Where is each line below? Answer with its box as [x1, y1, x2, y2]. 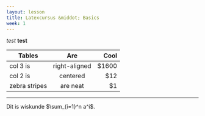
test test [6, 37, 27, 45]
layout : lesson [6, 9, 45, 15]
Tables [18, 51, 38, 60]
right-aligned [52, 62, 92, 70]
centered [59, 71, 85, 80]
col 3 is [9, 62, 31, 70]
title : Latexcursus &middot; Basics [6, 15, 99, 21]
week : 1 [6, 20, 26, 26]
